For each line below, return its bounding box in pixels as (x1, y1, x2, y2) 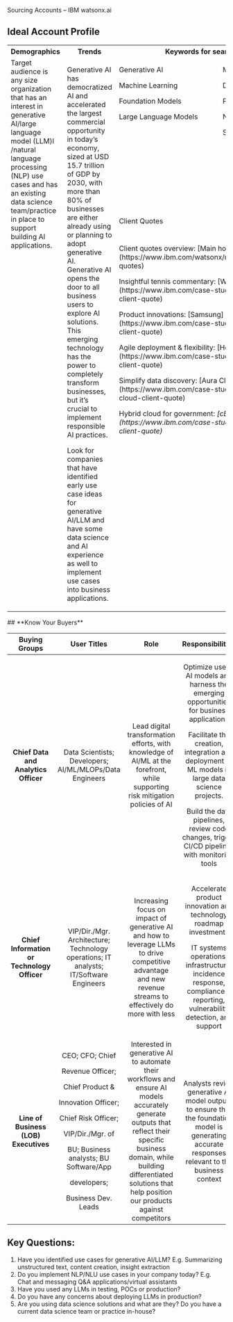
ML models (187, 764, 224, 774)
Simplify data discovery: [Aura (119, 376, 218, 385)
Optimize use (183, 662, 227, 672)
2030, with (67, 177, 103, 187)
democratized (67, 82, 112, 92)
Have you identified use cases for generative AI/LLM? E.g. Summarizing (17, 1255, 223, 1264)
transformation (127, 729, 175, 739)
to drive (138, 948, 164, 958)
